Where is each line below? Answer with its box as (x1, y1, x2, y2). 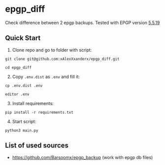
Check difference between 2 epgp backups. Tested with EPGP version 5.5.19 (5, 20, 160, 26)
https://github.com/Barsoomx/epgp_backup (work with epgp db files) (12, 154, 153, 160)
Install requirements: (12, 100, 54, 106)
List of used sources (5, 141, 69, 150)
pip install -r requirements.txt (5, 110, 74, 115)
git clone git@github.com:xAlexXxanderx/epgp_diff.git (5, 56, 120, 61)
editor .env (5, 92, 29, 97)
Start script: (12, 118, 36, 124)
